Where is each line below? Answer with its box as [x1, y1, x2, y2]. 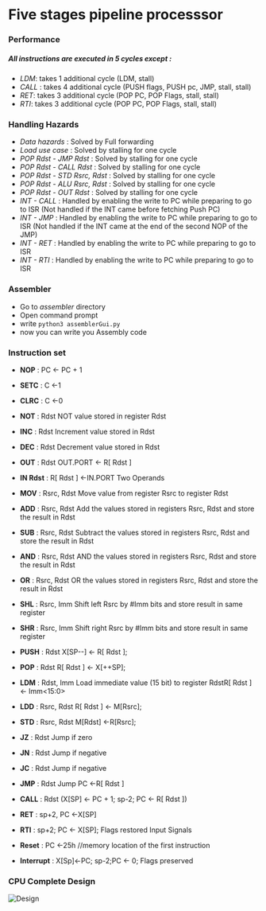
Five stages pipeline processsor [8, 6, 224, 24]
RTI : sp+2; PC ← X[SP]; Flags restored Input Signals [19, 825, 192, 835]
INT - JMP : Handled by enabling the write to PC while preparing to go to [19, 213, 258, 223]
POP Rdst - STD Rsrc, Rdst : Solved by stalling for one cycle [19, 171, 216, 181]
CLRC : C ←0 [19, 395, 64, 405]
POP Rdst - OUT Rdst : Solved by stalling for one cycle [19, 188, 199, 197]
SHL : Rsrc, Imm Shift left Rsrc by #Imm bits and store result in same [19, 599, 244, 609]
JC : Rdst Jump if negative [19, 763, 107, 773]
